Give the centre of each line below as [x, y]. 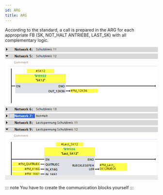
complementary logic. [27, 40]
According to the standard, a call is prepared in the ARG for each [70, 30]
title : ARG [16, 15]
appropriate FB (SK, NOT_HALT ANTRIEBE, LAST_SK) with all [66, 35]
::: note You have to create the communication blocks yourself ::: [69, 188]
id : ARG [13, 10]
